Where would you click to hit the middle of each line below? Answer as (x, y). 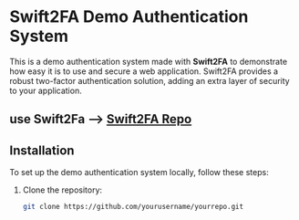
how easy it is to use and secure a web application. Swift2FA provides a (144, 71)
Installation (42, 150)
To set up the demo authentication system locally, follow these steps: (139, 173)
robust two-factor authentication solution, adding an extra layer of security (149, 80)
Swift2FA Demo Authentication (129, 17)
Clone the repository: (62, 190)
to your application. (46, 90)
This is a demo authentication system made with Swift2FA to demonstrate (149, 61)
